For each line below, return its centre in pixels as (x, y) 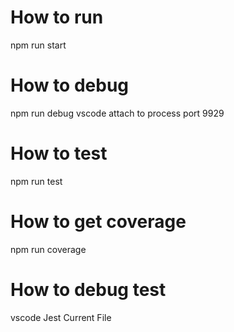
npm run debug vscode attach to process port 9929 (117, 113)
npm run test (36, 181)
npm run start (38, 45)
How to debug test (88, 289)
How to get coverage (98, 222)
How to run (57, 17)
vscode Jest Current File (61, 317)
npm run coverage (48, 249)
